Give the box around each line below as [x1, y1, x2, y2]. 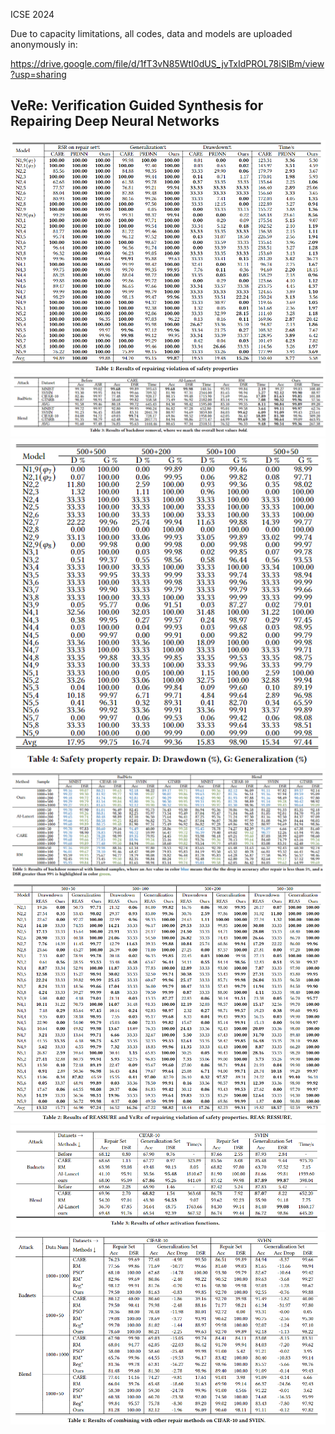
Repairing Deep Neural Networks [10, 113, 220, 130]
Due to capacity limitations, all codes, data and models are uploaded [10, 28, 293, 39]
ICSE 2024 [10, 9, 55, 20]
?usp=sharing [10, 69, 67, 80]
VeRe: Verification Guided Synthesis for [10, 97, 264, 114]
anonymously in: [10, 39, 78, 50]
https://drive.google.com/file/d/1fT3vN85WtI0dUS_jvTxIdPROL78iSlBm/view [10, 58, 325, 69]
